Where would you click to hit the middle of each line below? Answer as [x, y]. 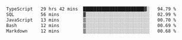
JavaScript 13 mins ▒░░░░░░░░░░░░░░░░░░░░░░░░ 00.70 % [91, 20]
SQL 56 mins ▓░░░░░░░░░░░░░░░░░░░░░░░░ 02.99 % [91, 14]
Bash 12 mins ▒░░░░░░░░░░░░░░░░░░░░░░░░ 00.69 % [91, 25]
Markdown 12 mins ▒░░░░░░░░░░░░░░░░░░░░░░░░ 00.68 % [91, 31]
